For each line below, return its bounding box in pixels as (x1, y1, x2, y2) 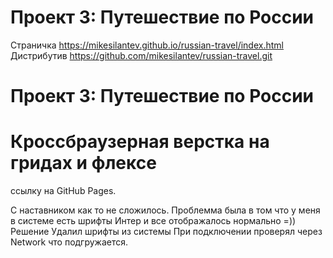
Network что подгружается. (10, 236, 129, 248)
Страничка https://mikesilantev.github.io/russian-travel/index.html (10, 39, 284, 51)
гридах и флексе (10, 152, 157, 175)
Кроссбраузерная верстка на (10, 131, 270, 153)
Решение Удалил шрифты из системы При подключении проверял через (10, 226, 323, 238)
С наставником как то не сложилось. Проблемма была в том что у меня (10, 204, 321, 216)
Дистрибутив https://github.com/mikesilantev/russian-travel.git (10, 49, 273, 61)
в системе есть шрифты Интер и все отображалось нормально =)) (10, 215, 297, 227)
